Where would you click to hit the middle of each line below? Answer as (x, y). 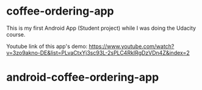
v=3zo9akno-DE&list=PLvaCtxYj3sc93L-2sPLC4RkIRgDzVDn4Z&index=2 (98, 52)
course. (16, 34)
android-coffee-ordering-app (83, 78)
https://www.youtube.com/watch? (132, 46)
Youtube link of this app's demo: (47, 46)
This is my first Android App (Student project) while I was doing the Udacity (101, 28)
